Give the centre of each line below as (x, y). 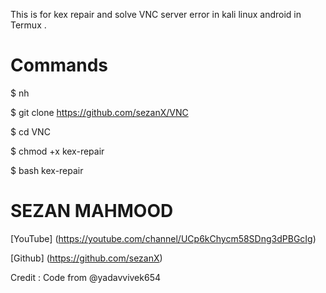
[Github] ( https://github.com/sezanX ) (86, 258)
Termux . (28, 25)
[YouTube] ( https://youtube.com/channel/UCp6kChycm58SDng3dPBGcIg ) (163, 238)
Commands (59, 65)
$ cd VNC (30, 131)
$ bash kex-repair (47, 170)
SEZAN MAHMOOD (92, 211)
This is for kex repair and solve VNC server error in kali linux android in (156, 14)
